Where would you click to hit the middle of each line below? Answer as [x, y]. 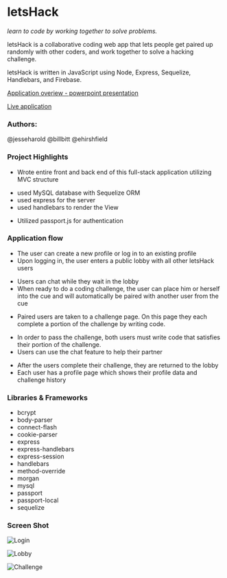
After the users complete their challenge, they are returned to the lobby [118, 365]
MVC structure [38, 179]
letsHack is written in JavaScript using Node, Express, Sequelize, [99, 72]
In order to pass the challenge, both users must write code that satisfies [119, 337]
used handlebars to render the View [68, 207]
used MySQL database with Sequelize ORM [79, 193]
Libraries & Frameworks [47, 398]
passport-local [38, 500]
